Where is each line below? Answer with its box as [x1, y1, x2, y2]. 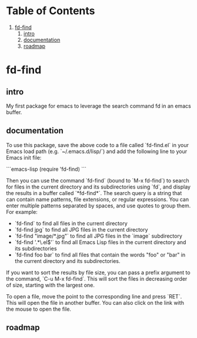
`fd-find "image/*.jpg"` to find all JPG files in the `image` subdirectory [14, 232, 182, 239]
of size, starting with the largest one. [6, 281, 95, 288]
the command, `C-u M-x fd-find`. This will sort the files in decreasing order [6, 275, 188, 282]
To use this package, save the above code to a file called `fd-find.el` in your [6, 141, 189, 148]
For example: [6, 208, 38, 215]
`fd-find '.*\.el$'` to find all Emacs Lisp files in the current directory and [14, 238, 186, 246]
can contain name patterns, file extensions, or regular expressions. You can [6, 196, 189, 203]
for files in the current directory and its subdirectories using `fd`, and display [6, 183, 191, 190]
